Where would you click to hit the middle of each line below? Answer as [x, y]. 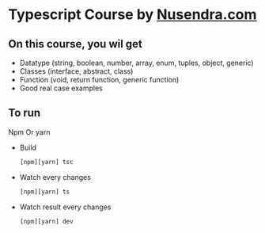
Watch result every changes [65, 207]
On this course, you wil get [75, 44]
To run [25, 113]
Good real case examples [61, 88]
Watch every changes [55, 177]
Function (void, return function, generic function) [99, 80]
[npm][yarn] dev [46, 221]
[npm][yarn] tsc [46, 162]
